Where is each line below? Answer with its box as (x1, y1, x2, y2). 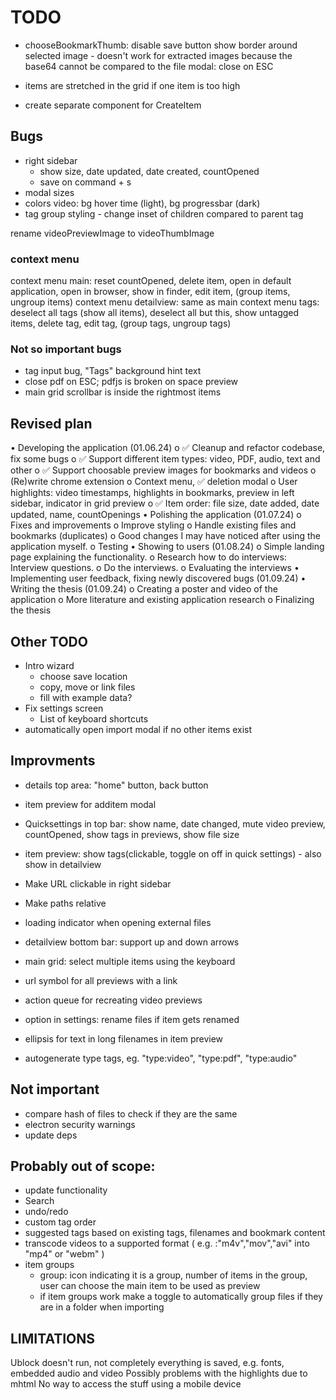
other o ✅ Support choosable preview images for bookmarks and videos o (10, 464, 317, 476)
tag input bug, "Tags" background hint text (24, 365, 202, 377)
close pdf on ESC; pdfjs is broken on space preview (24, 376, 239, 388)
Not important (10, 1081, 100, 1098)
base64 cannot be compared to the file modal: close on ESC (24, 60, 274, 72)
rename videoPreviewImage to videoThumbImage (10, 227, 215, 239)
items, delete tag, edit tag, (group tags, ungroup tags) (10, 317, 232, 330)
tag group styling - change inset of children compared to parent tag (24, 207, 304, 220)
